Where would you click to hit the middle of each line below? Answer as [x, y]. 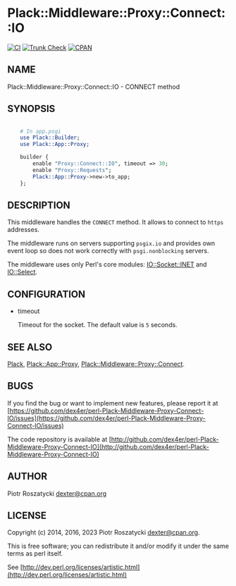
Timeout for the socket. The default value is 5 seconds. [97, 325]
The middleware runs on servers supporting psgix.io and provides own [111, 243]
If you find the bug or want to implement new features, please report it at [113, 403]
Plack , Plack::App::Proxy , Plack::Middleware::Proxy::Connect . [96, 364]
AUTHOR [27, 476]
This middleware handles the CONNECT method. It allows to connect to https [116, 222]
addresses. [24, 230]
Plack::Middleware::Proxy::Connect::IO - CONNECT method [94, 87]
